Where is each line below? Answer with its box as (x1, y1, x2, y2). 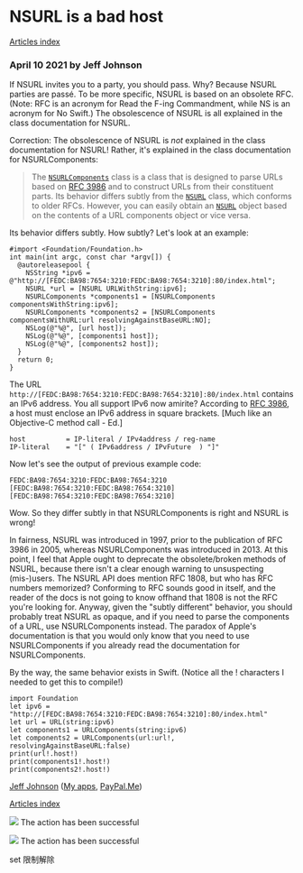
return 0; (17, 355, 54, 364)
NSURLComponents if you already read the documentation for (9, 640, 241, 651)
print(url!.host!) (9, 749, 78, 758)
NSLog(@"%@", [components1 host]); (25, 332, 160, 341)
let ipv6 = (9, 702, 50, 712)
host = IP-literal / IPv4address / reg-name (9, 435, 216, 444)
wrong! (9, 517, 36, 528)
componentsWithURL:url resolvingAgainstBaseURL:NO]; (9, 316, 212, 326)
